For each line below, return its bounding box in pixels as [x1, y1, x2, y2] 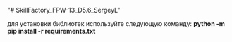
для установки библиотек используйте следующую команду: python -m [7, 20, 226, 27]
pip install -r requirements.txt [7, 27, 96, 35]
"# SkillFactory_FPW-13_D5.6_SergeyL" [7, 6, 121, 14]
